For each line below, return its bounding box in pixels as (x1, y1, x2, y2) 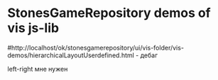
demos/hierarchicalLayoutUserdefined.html (7, 51, 135, 59)
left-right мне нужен (7, 64, 68, 73)
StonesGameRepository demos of (7, 5, 211, 21)
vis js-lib (7, 20, 59, 36)
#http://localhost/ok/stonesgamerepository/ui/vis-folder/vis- (7, 43, 185, 52)
